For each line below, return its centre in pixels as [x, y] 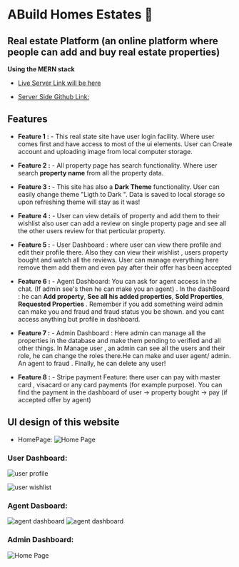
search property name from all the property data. [91, 173]
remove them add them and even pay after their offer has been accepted [124, 267]
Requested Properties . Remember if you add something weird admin [120, 304]
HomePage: [35, 439]
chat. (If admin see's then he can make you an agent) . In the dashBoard [124, 289]
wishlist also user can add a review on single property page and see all [122, 223]
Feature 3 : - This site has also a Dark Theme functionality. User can [118, 187]
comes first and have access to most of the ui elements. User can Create [125, 144]
